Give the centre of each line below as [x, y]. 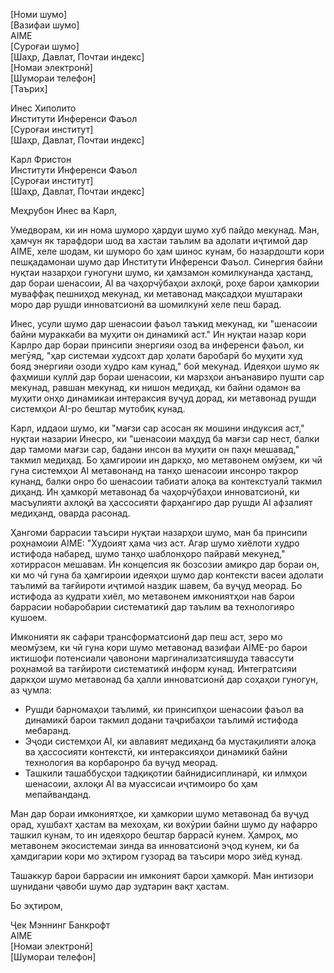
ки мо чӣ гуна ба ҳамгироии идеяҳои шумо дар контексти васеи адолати [167, 575]
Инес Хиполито [43, 108]
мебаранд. [48, 730]
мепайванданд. [58, 794]
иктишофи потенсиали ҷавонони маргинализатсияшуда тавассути [152, 658]
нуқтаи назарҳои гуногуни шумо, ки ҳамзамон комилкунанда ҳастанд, [162, 272]
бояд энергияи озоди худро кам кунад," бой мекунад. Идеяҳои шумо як [165, 366]
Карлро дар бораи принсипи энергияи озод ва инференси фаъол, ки [157, 345]
